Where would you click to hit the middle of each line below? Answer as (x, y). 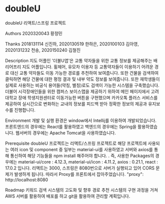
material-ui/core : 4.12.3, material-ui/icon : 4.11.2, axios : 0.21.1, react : (88, 162)
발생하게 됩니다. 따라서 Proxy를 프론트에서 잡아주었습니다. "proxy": (79, 174)
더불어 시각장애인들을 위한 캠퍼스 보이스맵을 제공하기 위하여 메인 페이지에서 (78, 91)
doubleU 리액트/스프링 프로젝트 (36, 23)
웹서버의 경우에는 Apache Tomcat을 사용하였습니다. (66, 133)
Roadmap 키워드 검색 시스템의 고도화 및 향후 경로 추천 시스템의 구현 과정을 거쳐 (82, 190)
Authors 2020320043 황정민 (34, 33)
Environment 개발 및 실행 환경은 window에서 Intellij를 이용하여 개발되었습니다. (81, 120)
